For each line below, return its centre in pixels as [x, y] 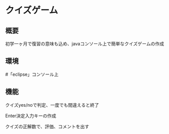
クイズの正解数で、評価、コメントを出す [47, 126]
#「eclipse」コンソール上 [32, 74]
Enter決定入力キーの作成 [31, 116]
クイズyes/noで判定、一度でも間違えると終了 [52, 105]
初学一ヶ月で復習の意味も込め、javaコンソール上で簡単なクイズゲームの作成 [85, 44]
